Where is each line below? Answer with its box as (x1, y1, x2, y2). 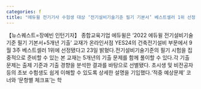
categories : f (6, 8, 42, 15)
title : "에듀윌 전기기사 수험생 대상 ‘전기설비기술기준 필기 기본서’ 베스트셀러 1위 (6, 14, 185, 20)
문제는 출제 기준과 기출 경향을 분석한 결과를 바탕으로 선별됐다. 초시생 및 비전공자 (6, 61, 194, 69)
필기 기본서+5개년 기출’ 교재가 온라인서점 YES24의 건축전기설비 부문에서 (17, 39, 188, 46)
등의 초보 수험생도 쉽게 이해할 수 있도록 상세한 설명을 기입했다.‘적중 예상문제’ (6, 69, 185, 76)
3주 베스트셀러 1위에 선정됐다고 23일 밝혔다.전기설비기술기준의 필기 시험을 (12, 46, 187, 54)
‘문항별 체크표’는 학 (17, 76, 62, 84)
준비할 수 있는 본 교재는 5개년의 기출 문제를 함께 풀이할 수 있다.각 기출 (26, 54, 190, 61)
